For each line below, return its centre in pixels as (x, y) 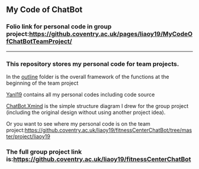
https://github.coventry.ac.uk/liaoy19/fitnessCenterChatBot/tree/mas (108, 130)
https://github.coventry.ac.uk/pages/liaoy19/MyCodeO (111, 34)
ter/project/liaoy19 (28, 136)
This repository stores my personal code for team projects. (93, 63)
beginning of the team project (42, 83)
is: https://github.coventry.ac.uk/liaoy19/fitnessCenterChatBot (99, 159)
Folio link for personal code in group (59, 27)
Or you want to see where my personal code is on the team (78, 123)
